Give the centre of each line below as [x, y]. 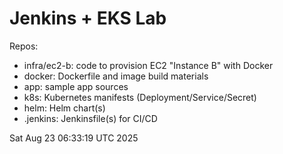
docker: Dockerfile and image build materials [116, 76]
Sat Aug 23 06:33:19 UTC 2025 [74, 138]
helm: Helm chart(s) [64, 108]
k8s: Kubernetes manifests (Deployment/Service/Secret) [140, 97]
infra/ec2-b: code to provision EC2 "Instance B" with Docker [148, 65]
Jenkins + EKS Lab [88, 18]
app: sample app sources [76, 86]
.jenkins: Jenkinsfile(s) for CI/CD [90, 118]
